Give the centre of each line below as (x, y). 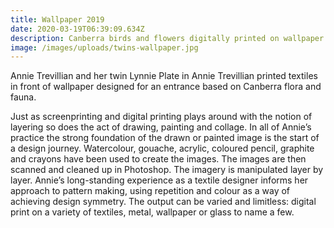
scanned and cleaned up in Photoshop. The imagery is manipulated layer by (167, 170)
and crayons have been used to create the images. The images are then (158, 159)
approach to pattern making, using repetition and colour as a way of (150, 191)
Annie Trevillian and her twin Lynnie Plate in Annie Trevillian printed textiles (164, 76)
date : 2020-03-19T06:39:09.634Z (77, 29)
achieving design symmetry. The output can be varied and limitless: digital (163, 202)
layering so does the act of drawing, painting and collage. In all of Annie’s (161, 127)
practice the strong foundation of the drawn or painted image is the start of (165, 138)
